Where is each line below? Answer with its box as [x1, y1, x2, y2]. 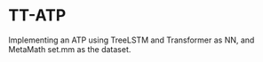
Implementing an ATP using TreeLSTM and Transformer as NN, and [8, 35, 255, 45]
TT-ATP [8, 5, 67, 26]
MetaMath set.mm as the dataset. [8, 43, 131, 54]
